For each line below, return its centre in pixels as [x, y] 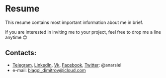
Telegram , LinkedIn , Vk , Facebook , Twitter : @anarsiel [67, 65]
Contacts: [21, 53]
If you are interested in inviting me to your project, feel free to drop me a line [83, 32]
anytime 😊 [16, 37]
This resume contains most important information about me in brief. [74, 22]
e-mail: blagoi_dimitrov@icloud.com [49, 70]
